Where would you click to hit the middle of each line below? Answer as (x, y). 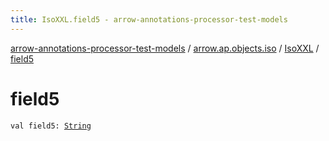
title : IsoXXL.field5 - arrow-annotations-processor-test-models (149, 19)
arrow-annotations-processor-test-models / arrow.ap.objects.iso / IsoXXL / (165, 48)
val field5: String (51, 126)
